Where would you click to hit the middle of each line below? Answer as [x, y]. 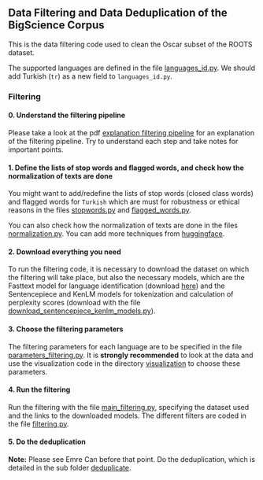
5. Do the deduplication [47, 442]
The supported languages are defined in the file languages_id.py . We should [132, 68]
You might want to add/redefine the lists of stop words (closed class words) [131, 194]
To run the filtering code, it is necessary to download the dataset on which [129, 269]
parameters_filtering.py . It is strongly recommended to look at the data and [131, 355]
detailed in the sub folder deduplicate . [70, 467]
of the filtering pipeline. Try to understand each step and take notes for [123, 141]
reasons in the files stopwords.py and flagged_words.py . [100, 210]
